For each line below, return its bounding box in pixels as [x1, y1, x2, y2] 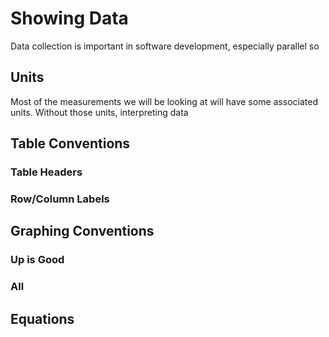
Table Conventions [10, 135, 131, 152]
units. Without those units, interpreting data [10, 106, 189, 118]
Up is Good [10, 253, 65, 267]
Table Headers [10, 165, 83, 179]
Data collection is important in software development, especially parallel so [10, 40, 320, 52]
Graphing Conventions [10, 223, 155, 240]
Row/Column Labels [10, 192, 110, 206]
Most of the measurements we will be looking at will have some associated [10, 95, 318, 107]
